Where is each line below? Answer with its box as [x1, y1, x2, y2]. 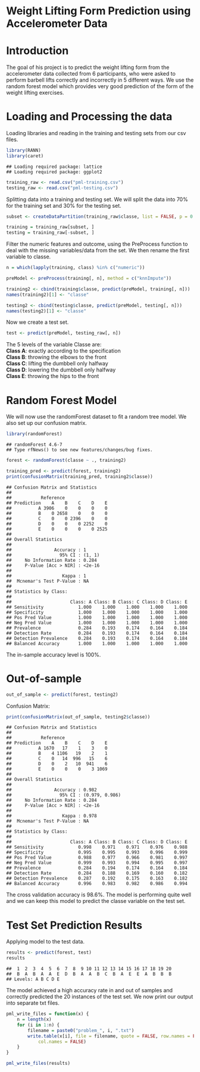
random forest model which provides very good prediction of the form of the [6, 83, 194, 90]
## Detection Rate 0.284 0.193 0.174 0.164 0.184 [6, 630, 187, 636]
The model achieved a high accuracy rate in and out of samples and [6, 987, 173, 994]
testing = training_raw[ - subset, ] [6, 230, 95, 236]
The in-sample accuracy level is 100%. [6, 651, 101, 658]
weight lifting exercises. [6, 89, 64, 96]
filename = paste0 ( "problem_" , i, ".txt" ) [27, 1027, 135, 1033]
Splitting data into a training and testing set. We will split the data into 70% [6, 195, 189, 203]
